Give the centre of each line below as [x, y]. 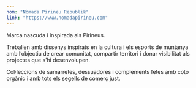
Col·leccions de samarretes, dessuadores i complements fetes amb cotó [98, 71]
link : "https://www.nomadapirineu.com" [57, 18]
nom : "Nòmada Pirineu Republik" [47, 12]
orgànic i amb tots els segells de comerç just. [63, 78]
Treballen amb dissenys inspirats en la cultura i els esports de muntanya [97, 47]
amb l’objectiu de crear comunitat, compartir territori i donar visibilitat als [98, 53]
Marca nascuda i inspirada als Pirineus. [56, 35]
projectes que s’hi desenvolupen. [48, 60]
